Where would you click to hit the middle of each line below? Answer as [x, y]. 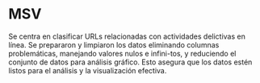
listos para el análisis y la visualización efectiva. [88, 70]
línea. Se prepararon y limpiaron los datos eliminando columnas [114, 44]
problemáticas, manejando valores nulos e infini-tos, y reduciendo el [122, 53]
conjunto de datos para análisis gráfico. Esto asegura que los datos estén [130, 62]
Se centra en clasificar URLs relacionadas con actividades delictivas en [127, 36]
